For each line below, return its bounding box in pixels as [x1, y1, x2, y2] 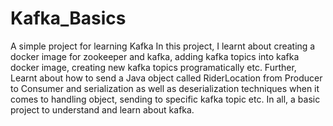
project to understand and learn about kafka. [10, 103, 195, 116]
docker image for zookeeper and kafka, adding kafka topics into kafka [10, 50, 300, 62]
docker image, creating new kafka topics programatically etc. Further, [10, 61, 297, 73]
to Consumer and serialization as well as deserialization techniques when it [10, 82, 320, 94]
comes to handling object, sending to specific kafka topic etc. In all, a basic [10, 93, 321, 105]
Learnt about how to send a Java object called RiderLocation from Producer [10, 72, 323, 84]
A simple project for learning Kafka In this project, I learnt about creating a [10, 40, 316, 52]
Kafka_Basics [10, 7, 127, 30]
